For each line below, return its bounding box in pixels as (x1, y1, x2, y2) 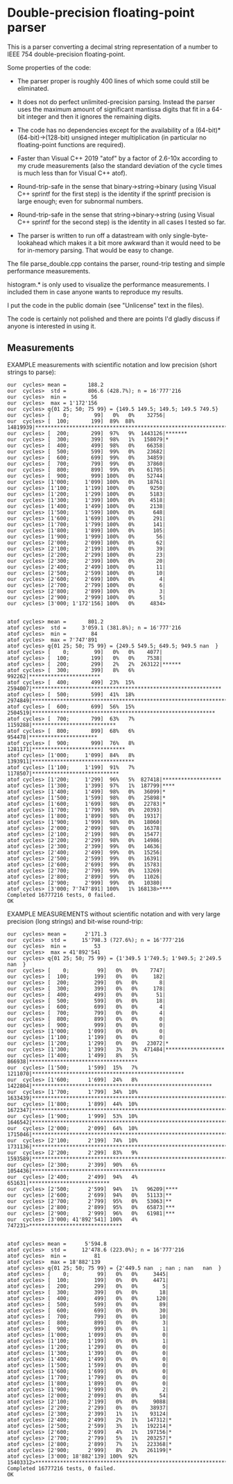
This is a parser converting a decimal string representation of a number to (7, 42, 218, 51)
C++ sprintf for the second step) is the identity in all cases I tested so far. (17, 217, 226, 226)
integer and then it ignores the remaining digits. (26, 112, 162, 121)
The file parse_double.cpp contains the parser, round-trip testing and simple (7, 259, 225, 268)
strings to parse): (7, 368, 57, 376)
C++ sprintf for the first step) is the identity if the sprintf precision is (17, 189, 212, 198)
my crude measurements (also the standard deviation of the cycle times (17, 161, 223, 169)
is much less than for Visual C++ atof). (17, 169, 128, 177)
